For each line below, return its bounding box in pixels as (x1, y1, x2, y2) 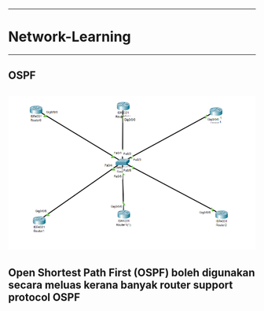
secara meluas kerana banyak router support (8, 278, 233, 291)
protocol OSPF (8, 291, 81, 304)
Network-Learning (8, 28, 131, 46)
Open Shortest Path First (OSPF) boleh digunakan (8, 265, 255, 280)
